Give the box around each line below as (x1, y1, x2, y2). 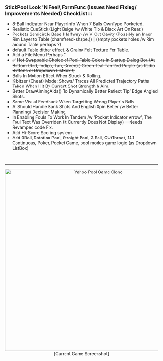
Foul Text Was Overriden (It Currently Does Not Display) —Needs (12, 120, 143, 125)
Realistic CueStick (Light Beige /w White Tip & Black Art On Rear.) (12, 26, 143, 32)
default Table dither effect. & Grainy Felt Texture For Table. (12, 47, 130, 52)
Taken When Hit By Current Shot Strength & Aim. (12, 83, 110, 89)
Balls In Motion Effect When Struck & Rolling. (12, 73, 102, 79)
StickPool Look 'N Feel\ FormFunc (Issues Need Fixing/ (5, 4, 137, 11)
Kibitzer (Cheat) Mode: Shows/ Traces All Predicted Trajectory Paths (12, 78, 149, 84)
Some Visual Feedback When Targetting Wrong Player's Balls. (12, 99, 136, 104)
